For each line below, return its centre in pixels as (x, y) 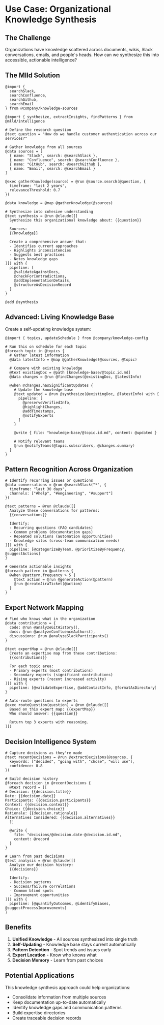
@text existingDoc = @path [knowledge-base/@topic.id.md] (70, 373)
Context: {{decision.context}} (37, 805)
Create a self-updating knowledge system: (48, 329)
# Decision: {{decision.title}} (38, 792)
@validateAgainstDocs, (37, 272)
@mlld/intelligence (25, 121)
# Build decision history (31, 779)
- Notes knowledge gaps (34, 259)
